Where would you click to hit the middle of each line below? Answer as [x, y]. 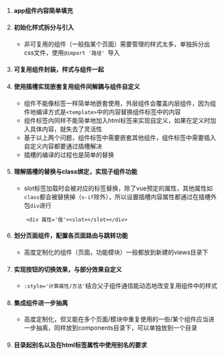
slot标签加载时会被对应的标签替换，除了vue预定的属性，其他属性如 [118, 188]
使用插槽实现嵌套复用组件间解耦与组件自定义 [77, 87]
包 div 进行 [38, 205]
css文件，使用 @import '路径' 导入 [72, 52]
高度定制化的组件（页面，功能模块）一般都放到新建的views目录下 [116, 252]
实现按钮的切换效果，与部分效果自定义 [67, 269]
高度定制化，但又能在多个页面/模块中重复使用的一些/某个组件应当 [116, 319]
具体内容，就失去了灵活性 [66, 129]
